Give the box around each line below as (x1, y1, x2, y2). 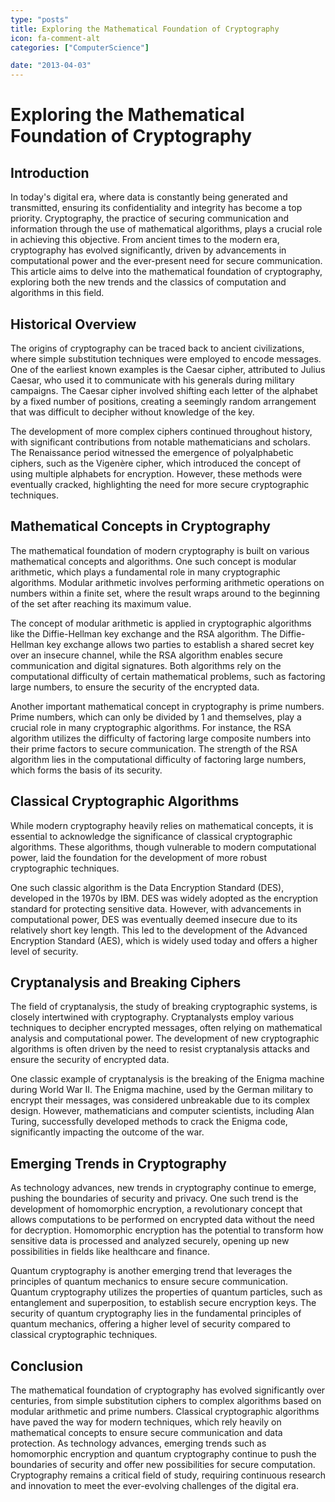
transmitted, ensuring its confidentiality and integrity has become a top (10, 202, 303, 214)
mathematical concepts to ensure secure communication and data (10, 1427, 283, 1438)
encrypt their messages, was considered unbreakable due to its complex (10, 1094, 311, 1106)
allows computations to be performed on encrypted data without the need (10, 1214, 315, 1226)
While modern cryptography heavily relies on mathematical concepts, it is (10, 819, 314, 831)
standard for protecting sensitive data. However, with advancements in (10, 902, 302, 915)
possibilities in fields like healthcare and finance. (10, 1246, 211, 1258)
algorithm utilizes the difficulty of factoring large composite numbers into (10, 732, 312, 744)
